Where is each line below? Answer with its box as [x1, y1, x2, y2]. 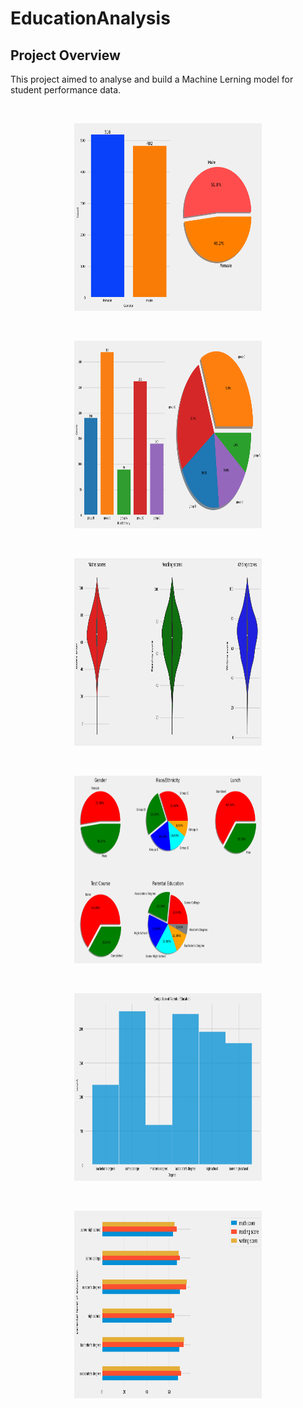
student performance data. [10, 84, 122, 96]
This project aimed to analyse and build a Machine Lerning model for [10, 73, 294, 85]
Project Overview [10, 47, 121, 64]
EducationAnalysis [10, 7, 171, 30]
